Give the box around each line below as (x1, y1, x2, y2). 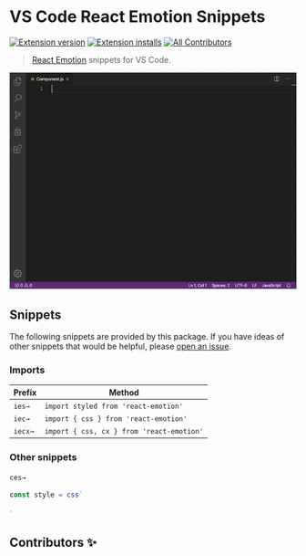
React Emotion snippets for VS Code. (31, 54, 171, 65)
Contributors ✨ (9, 535, 97, 551)
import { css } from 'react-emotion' (44, 414, 188, 424)
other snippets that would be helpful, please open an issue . (9, 341, 232, 351)
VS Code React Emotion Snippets (9, 6, 266, 27)
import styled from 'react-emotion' (44, 402, 184, 411)
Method (108, 386, 139, 398)
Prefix (13, 386, 37, 398)
